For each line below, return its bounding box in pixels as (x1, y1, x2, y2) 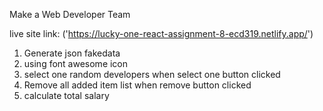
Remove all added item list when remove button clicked (23, 79, 252, 91)
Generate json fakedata (23, 47, 121, 59)
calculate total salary (23, 90, 110, 101)
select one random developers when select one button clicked (23, 69, 281, 80)
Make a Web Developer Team (9, 9, 131, 20)
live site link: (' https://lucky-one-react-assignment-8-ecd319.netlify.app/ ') (9, 28, 314, 39)
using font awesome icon (23, 58, 129, 69)
